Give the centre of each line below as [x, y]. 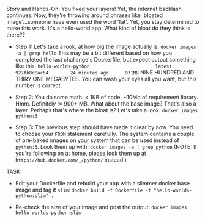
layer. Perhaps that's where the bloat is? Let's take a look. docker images [106, 110]
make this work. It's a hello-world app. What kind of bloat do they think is [99, 28]
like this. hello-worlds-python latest [94, 66]
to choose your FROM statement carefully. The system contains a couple [105, 134]
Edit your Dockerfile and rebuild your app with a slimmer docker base [102, 183]
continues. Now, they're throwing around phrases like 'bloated [85, 15]
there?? [16, 35]
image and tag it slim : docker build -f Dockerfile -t [83, 190]
